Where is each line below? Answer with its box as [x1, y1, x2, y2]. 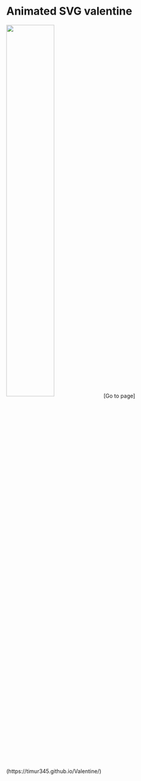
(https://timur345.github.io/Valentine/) [6, 767, 101, 775]
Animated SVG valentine [6, 4, 132, 18]
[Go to [103, 392, 120, 399]
